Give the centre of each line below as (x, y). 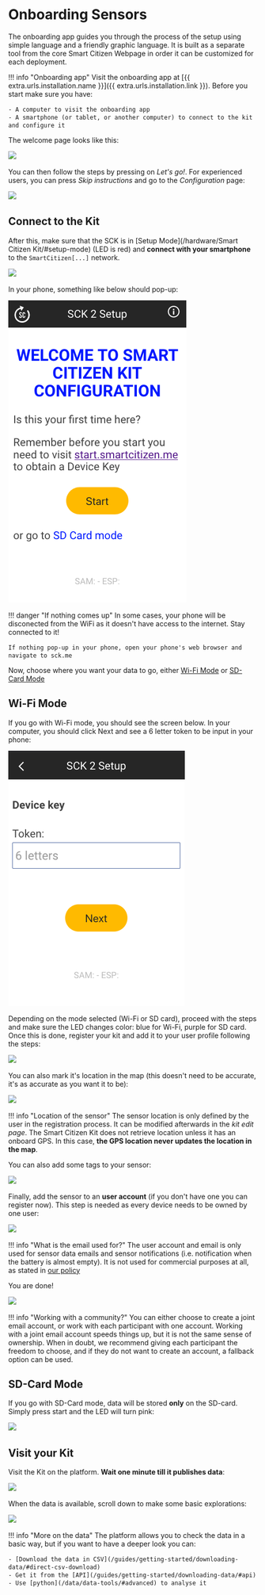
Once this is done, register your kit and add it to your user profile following (129, 1035)
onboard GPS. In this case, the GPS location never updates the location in (130, 1141)
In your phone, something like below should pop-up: (93, 289)
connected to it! (34, 632)
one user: (24, 1213)
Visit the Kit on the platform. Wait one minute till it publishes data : (117, 1472)
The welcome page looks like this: (64, 140)
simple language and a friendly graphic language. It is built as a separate (127, 44)
